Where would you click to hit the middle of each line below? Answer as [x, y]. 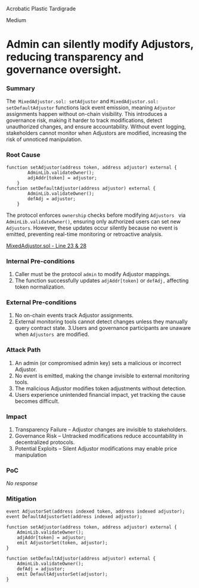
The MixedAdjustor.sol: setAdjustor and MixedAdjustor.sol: [83, 102]
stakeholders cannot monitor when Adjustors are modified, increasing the [96, 133]
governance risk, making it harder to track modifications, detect [84, 120]
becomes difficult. [37, 401]
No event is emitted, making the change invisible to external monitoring [102, 375]
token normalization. [40, 287]
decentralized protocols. [45, 442]
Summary [21, 88]
